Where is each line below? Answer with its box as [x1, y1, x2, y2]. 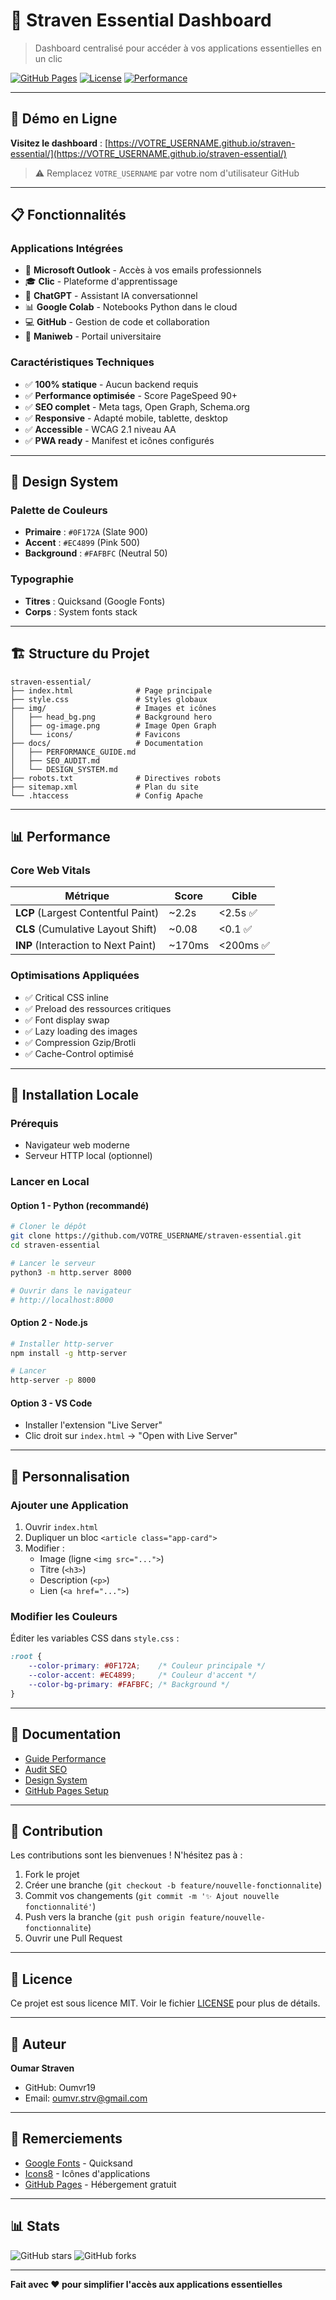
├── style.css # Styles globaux [10, 694, 208, 704]
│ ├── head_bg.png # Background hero [10, 712, 213, 722]
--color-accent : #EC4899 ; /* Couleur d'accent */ [28, 1670, 257, 1681]
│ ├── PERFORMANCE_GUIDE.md [10, 747, 137, 757]
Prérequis [10, 1116, 59, 1130]
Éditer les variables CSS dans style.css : [10, 1632, 180, 1644]
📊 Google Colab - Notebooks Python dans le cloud [24, 301, 238, 313]
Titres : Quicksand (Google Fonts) [24, 595, 166, 607]
